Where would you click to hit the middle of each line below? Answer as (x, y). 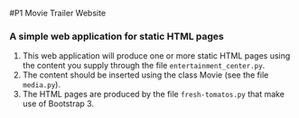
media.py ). (42, 85)
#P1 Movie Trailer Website (58, 13)
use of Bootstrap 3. (58, 104)
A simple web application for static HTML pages (117, 36)
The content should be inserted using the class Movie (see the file (145, 75)
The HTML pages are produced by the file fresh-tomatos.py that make (153, 95)
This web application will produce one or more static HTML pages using (156, 56)
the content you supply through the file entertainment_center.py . (144, 66)
